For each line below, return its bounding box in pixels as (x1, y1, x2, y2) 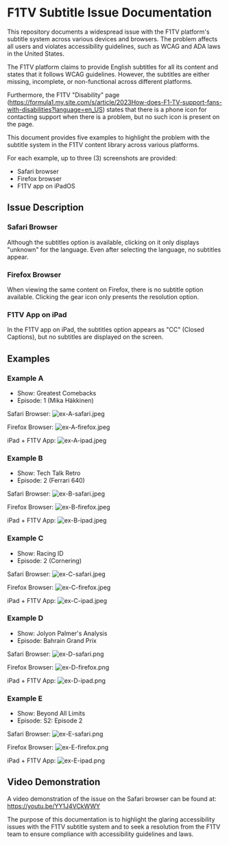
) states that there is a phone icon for (102, 105, 207, 113)
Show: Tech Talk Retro (16, 469, 81, 477)
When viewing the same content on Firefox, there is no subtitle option (7, 285, 204, 294)
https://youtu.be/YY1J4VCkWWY (7, 802, 101, 810)
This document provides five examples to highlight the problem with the (7, 133, 210, 142)
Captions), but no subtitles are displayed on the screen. (7, 333, 164, 341)
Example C (7, 534, 44, 543)
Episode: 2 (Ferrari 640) (16, 476, 86, 485)
